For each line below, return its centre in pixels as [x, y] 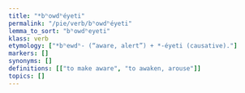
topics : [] [27, 76]
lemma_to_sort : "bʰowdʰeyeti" [60, 31]
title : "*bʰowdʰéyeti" [47, 16]
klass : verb [28, 38]
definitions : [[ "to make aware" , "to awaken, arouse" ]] [105, 69]
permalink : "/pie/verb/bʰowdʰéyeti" [70, 23]
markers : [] [28, 53]
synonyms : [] [30, 61]
